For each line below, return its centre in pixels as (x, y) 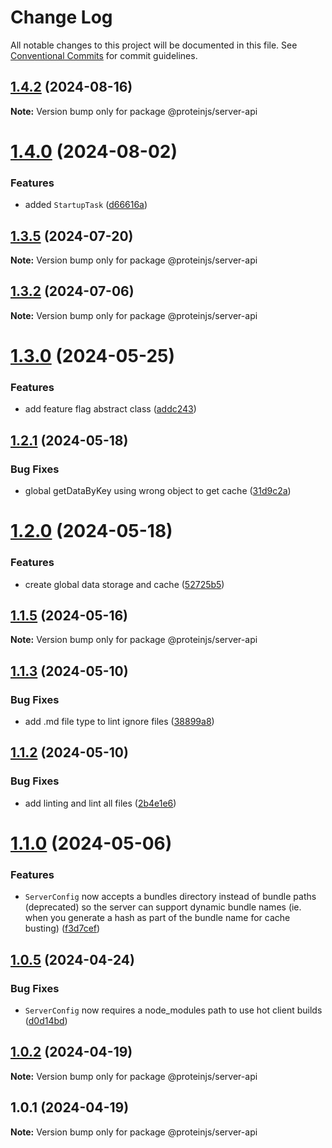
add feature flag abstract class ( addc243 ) (110, 409)
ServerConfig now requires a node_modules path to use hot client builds (173, 1010)
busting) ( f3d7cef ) (62, 928)
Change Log (61, 17)
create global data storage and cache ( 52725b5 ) (124, 584)
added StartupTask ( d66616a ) (86, 205)
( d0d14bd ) (46, 1020)
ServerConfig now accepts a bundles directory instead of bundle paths (170, 897)
